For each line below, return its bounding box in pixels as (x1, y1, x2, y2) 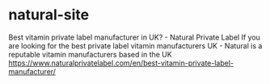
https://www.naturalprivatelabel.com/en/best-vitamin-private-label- (8, 58, 234, 68)
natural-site (8, 6, 90, 24)
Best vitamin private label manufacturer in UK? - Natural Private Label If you (8, 32, 261, 42)
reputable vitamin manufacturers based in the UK (8, 49, 172, 59)
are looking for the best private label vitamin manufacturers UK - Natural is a (8, 40, 263, 50)
